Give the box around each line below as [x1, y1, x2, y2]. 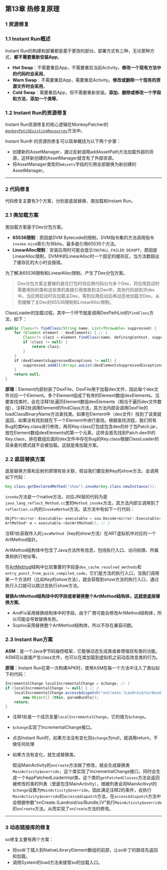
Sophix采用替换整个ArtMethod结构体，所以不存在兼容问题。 [12, 622, 136, 628]
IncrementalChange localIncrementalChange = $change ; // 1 [5, 681, 130, 686]
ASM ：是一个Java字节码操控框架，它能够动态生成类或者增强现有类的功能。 [5, 648, 160, 654]
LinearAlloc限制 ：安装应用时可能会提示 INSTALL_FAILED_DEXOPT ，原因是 [12, 247, 158, 253]
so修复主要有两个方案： [5, 836, 54, 842]
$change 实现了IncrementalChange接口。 [12, 724, 95, 730]
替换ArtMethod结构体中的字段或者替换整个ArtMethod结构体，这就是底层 [5, 593, 156, 599]
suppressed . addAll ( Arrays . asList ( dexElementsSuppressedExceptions [23, 362, 164, 368]
